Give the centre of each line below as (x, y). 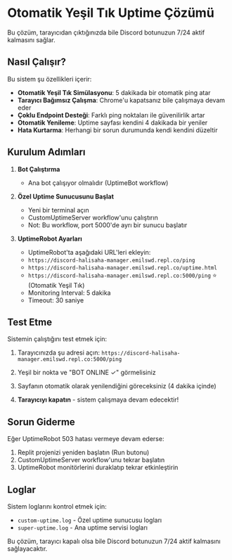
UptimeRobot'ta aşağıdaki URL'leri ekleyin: (89, 252)
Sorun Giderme (41, 422)
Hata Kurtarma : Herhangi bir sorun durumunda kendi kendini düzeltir (117, 130)
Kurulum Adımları (46, 152)
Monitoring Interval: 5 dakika (69, 293)
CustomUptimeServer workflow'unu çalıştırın (93, 217)
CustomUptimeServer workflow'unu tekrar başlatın (91, 460)
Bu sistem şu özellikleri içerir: (50, 79)
